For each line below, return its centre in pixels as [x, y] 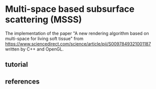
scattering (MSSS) [44, 20]
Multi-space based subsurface [70, 9]
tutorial [17, 65]
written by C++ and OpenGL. [35, 49]
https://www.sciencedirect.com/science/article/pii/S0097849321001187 [78, 44]
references [22, 81]
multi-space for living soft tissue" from [44, 39]
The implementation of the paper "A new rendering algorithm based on [77, 33]
